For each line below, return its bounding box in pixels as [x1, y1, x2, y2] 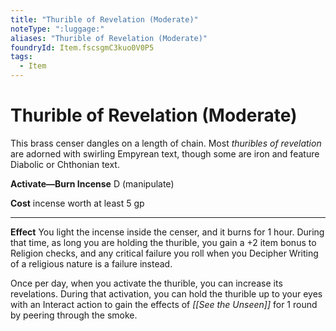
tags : [10, 52, 33, 62]
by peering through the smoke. [10, 309, 138, 321]
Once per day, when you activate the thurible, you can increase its [10, 277, 283, 289]
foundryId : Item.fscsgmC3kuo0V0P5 [10, 42, 155, 53]
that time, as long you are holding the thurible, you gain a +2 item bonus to [10, 236, 317, 248]
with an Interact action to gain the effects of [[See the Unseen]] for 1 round [10, 298, 318, 310]
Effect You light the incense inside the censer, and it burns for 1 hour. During [10, 226, 325, 238]
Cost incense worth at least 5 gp [10, 197, 145, 209]
